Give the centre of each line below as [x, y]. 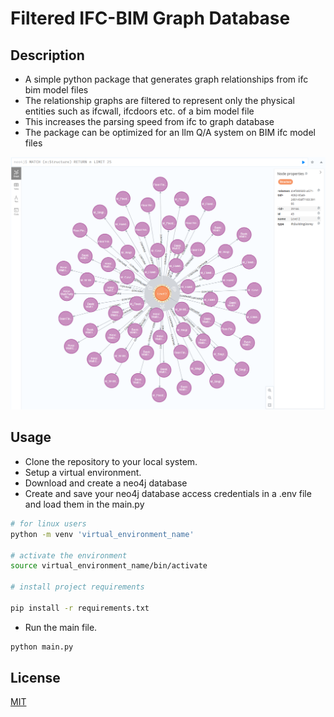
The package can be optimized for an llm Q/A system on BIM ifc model [170, 132]
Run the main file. [61, 627]
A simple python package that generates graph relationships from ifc [166, 79]
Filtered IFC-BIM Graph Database [150, 18]
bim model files [56, 90]
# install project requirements [77, 587]
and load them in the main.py [84, 504]
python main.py [42, 647]
